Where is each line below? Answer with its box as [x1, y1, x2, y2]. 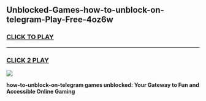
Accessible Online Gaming [6, 88, 75, 95]
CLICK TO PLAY [6, 33, 54, 42]
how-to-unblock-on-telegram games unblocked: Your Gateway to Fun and [6, 81, 199, 88]
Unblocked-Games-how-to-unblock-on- [6, 5, 164, 15]
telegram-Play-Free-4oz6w [6, 15, 113, 25]
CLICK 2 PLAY [6, 56, 49, 64]
